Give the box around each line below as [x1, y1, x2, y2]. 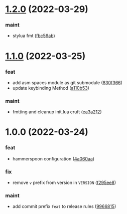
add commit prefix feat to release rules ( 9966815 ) [12, 203, 116, 209]
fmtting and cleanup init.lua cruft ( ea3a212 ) [12, 109, 102, 115]
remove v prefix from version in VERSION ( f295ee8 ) [12, 179, 116, 186]
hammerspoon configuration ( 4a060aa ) [12, 155, 94, 161]
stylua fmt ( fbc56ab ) [12, 33, 55, 39]
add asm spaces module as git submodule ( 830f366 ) [12, 79, 123, 86]
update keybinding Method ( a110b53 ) [12, 85, 89, 91]
